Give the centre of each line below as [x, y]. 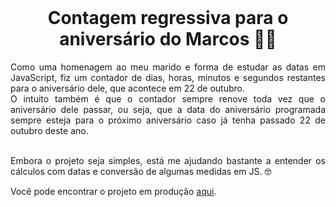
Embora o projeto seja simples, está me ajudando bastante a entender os [168, 160]
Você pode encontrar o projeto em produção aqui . [113, 191]
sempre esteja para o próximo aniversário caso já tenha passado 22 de [168, 120]
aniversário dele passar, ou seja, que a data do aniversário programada [168, 109]
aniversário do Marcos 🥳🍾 [168, 39]
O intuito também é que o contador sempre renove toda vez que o [168, 98]
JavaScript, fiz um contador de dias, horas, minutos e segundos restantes [168, 77]
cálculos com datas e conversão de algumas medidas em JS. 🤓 [141, 171]
